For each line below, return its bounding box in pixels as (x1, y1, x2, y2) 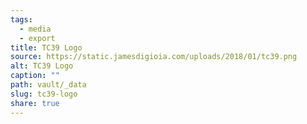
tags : (10, 14, 33, 25)
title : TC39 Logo (10, 42, 83, 53)
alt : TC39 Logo (10, 61, 74, 71)
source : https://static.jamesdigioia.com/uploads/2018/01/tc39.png (10, 52, 298, 62)
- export (19, 33, 56, 43)
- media (19, 24, 52, 34)
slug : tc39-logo (10, 89, 78, 99)
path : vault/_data (10, 80, 87, 90)
